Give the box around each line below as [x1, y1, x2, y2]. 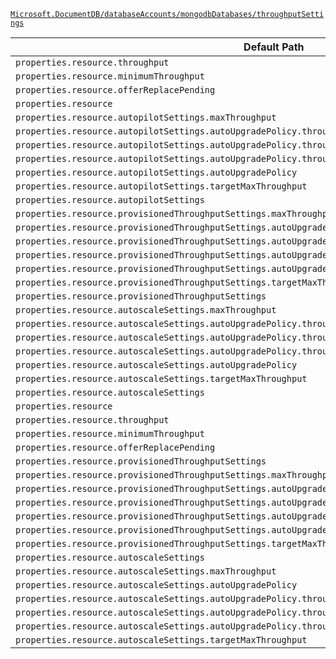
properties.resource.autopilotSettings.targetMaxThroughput [15, 181, 308, 192]
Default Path [243, 40, 305, 54]
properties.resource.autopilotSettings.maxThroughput [15, 112, 277, 123]
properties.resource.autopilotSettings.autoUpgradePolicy [15, 167, 298, 178]
